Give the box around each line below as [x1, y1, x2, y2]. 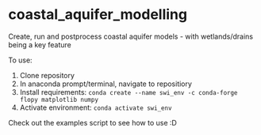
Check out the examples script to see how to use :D [8, 118, 177, 127]
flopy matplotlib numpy [19, 96, 99, 103]
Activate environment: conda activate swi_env [19, 103, 172, 112]
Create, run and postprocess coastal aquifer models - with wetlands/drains [8, 32, 254, 41]
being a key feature [8, 39, 71, 49]
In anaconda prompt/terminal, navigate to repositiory [19, 79, 193, 88]
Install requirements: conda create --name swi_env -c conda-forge [19, 87, 238, 96]
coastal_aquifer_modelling [8, 6, 188, 24]
